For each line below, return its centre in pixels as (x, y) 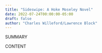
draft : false (18, 18)
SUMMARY (16, 37)
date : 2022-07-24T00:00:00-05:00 (39, 14)
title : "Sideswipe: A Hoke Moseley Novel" (49, 9)
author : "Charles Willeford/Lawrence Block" (51, 23)
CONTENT (16, 46)
